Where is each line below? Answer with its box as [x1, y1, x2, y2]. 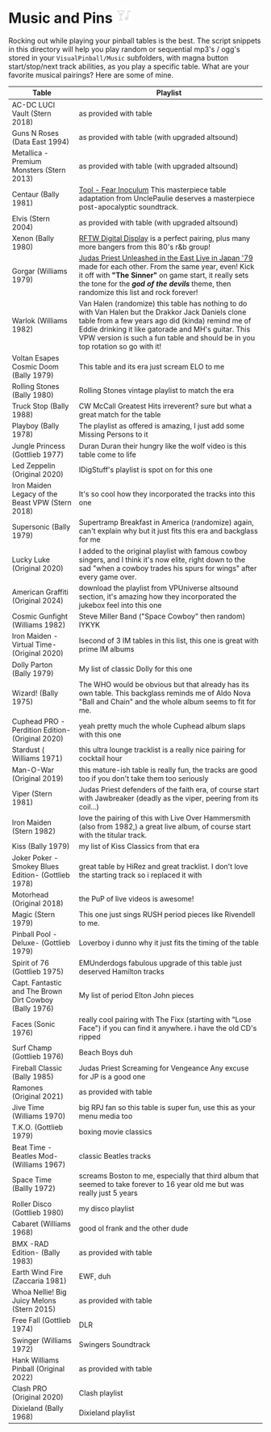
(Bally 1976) [11, 1003, 54, 1013]
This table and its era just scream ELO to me [78, 361, 225, 371]
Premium [11, 157, 42, 167]
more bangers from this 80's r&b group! [78, 242, 211, 251]
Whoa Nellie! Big [11, 1287, 67, 1297]
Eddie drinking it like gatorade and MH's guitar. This [78, 324, 251, 334]
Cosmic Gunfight [11, 611, 69, 621]
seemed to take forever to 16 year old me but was [78, 1179, 244, 1189]
